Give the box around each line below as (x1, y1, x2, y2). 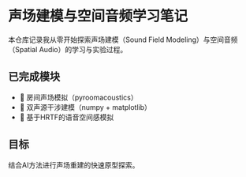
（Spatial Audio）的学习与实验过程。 (8, 44, 128, 54)
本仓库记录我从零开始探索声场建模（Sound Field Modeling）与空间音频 (8, 35, 238, 44)
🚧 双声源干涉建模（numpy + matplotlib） (19, 102, 152, 111)
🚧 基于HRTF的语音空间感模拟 (19, 112, 114, 122)
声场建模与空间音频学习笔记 (8, 7, 188, 25)
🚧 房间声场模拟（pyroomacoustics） (19, 92, 138, 102)
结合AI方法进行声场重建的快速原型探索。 (8, 160, 140, 170)
